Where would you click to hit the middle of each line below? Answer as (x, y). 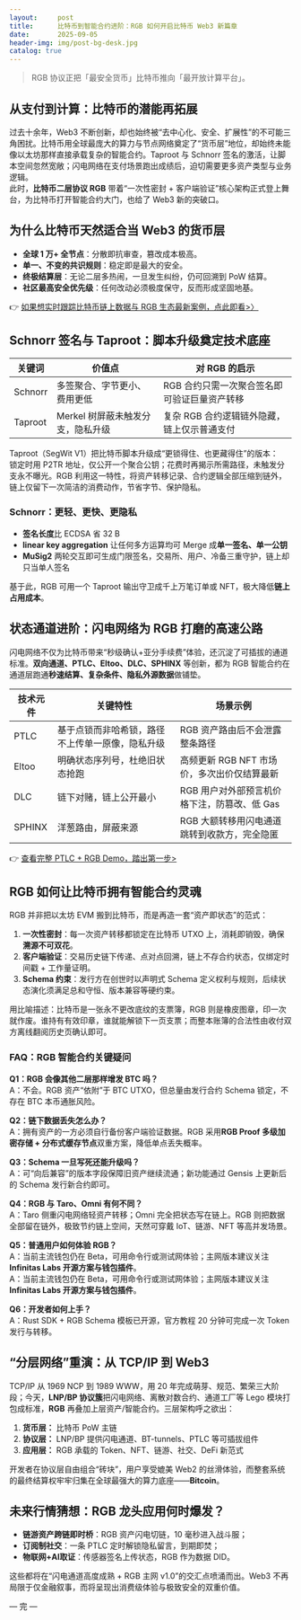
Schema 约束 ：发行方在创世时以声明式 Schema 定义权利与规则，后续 (150, 979)
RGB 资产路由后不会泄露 (231, 730)
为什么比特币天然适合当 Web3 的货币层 (117, 230)
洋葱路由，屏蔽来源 (98, 828)
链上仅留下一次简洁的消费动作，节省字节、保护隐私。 (107, 487)
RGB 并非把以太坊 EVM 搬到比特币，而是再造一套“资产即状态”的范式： (139, 915)
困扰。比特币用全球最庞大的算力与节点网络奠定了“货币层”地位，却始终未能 (154, 143)
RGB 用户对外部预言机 (226, 790)
